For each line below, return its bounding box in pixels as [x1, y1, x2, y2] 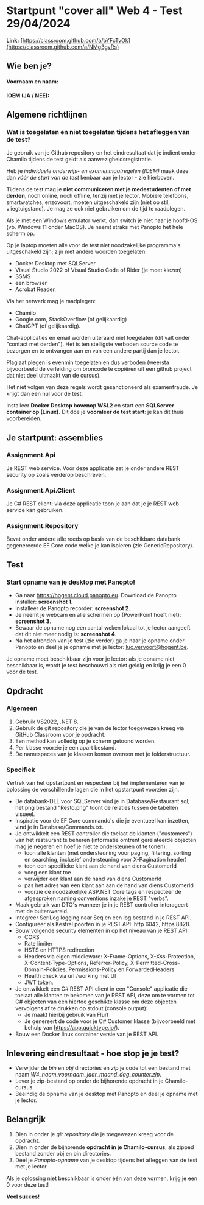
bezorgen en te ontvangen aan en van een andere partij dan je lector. [6, 347, 180, 354]
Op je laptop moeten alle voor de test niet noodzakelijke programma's [6, 242, 181, 249]
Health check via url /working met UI [24, 972, 116, 980]
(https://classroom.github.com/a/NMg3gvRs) [6, 43, 119, 51]
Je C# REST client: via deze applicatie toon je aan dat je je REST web [6, 500, 180, 507]
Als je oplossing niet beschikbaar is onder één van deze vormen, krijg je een [6, 1175, 198, 1182]
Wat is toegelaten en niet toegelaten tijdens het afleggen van [6, 127, 190, 136]
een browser [15, 279, 47, 287]
